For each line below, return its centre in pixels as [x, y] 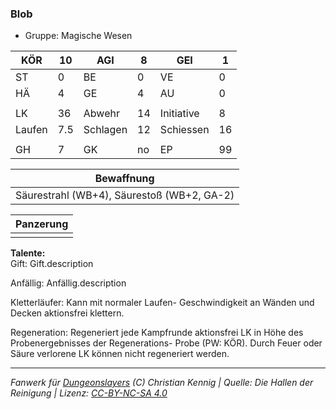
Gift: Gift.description [52, 264]
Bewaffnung [124, 179]
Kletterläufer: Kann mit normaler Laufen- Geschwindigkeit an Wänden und [162, 303]
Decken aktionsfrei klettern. [67, 313]
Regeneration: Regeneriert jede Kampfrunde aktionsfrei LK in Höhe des [157, 333]
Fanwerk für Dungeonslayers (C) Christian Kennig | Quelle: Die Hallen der [162, 383]
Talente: [28, 253]
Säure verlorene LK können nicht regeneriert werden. [120, 354]
